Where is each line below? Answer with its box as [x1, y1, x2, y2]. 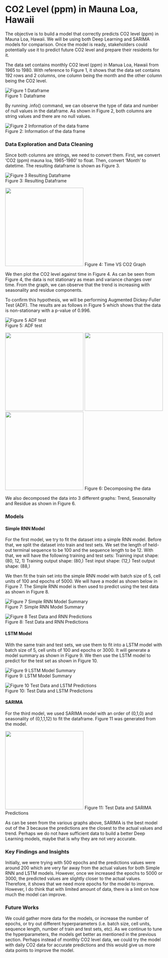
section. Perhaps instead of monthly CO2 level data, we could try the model [5, 936, 161, 943]
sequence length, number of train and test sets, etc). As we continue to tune [5, 926, 162, 932]
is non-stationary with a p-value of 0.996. [5, 307, 91, 314]
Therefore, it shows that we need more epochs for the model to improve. [5, 881, 155, 887]
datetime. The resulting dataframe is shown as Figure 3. [5, 163, 120, 169]
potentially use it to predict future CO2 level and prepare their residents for [5, 47, 159, 53]
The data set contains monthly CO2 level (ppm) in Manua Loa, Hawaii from [5, 62, 159, 68]
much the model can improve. [5, 891, 66, 898]
